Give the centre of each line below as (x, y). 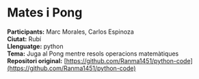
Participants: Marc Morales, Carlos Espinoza (71, 32)
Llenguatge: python (35, 46)
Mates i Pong (45, 13)
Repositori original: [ (37, 60)
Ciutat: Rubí (24, 38)
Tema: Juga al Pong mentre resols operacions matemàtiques (93, 54)
